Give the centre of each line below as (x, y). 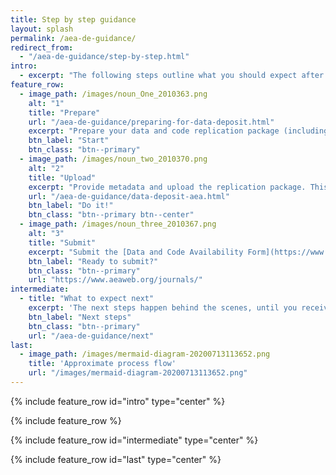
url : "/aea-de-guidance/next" (91, 336)
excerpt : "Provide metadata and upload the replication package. (167, 187)
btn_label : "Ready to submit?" (93, 261)
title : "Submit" (62, 242)
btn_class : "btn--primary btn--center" (111, 215)
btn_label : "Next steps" (80, 317)
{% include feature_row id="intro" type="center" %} (118, 401)
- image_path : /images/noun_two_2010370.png (113, 159)
